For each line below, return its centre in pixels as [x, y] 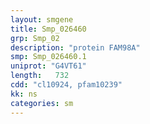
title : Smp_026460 [48, 29]
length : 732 [40, 76]
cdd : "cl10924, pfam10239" [66, 85]
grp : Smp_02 [35, 38]
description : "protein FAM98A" [75, 47]
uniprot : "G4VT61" [48, 66]
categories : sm [42, 103]
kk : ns [24, 94]
